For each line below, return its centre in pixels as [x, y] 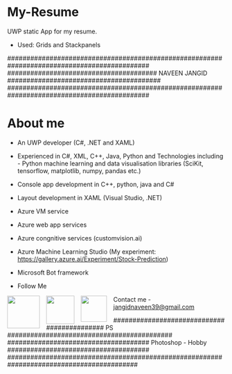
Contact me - [132, 299]
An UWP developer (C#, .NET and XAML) [76, 143]
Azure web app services [52, 225]
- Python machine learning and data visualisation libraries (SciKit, [110, 163]
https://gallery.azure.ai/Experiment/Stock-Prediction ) [92, 259]
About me [36, 123]
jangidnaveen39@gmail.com [154, 307]
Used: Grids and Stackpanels [59, 44]
